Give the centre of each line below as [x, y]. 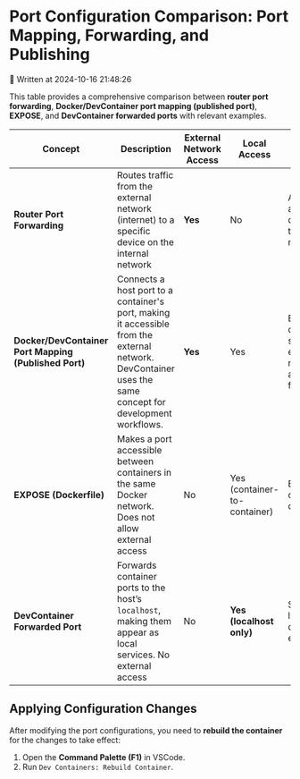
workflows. [140, 424]
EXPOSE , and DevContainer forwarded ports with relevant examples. [138, 115]
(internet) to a [146, 219]
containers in [145, 472]
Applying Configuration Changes [103, 709]
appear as [138, 632]
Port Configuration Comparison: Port [149, 17]
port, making [144, 312]
